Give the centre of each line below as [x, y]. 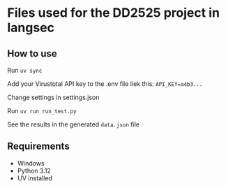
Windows [31, 163]
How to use [32, 53]
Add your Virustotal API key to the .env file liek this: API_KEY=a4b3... [105, 84]
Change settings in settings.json [53, 97]
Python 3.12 [34, 171]
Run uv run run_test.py [42, 111]
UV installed [35, 178]
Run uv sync [25, 70]
